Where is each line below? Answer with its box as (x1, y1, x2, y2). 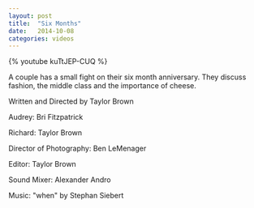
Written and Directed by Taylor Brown (8, 96, 134, 106)
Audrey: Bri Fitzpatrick (8, 112, 84, 122)
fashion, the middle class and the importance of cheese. (8, 81, 197, 91)
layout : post (8, 11, 53, 20)
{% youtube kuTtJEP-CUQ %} (8, 57, 108, 66)
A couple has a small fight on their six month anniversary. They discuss (8, 72, 247, 82)
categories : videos (8, 34, 75, 43)
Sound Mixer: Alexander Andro (8, 175, 111, 185)
